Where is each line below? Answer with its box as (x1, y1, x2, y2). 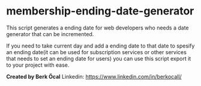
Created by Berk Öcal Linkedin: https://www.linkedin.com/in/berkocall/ (6, 73, 182, 80)
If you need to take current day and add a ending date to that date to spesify (6, 42, 195, 49)
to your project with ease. (6, 61, 70, 69)
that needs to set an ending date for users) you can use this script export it (6, 55, 191, 62)
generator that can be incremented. (6, 30, 94, 37)
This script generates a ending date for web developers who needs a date (6, 24, 189, 31)
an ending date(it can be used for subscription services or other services (6, 48, 187, 55)
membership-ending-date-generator (6, 4, 194, 18)
